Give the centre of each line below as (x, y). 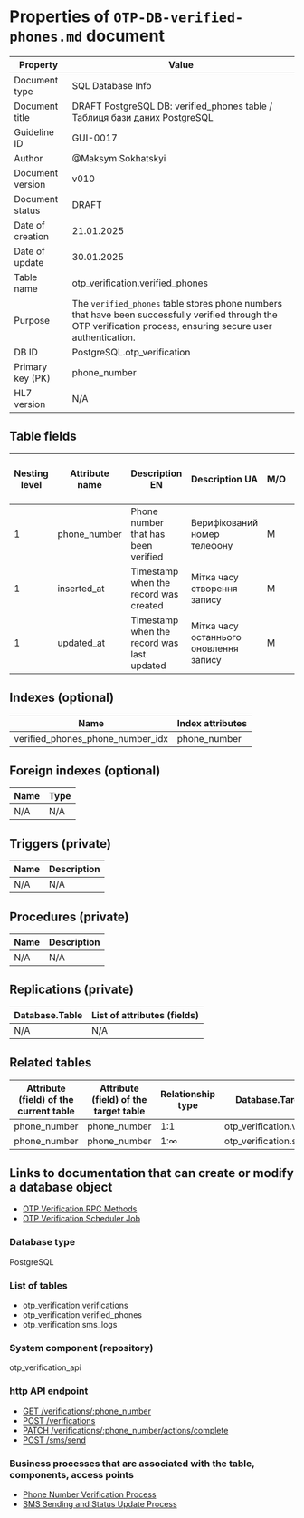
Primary (31, 366)
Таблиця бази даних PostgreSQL (143, 117)
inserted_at (81, 589)
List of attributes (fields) (145, 1015)
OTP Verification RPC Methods (80, 1209)
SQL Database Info (112, 85)
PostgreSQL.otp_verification (131, 352)
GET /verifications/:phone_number (87, 1411)
